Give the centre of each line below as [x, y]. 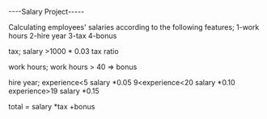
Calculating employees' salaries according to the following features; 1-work [134, 27]
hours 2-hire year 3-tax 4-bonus [63, 36]
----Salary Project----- [47, 12]
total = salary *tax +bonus [52, 107]
